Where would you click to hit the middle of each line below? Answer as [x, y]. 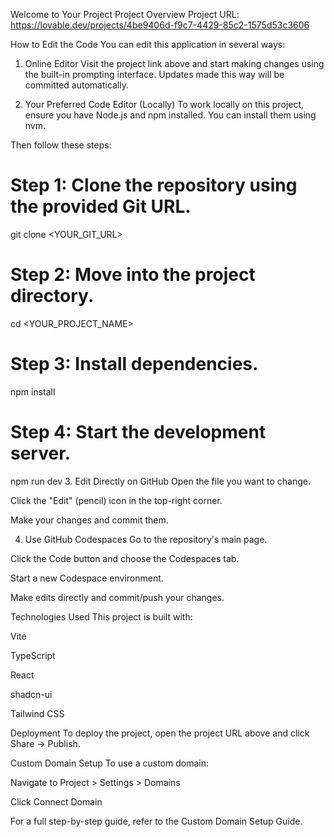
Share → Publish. [45, 743]
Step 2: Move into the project [133, 275]
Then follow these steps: [61, 145]
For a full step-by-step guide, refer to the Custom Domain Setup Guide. [156, 821]
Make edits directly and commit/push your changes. [117, 597]
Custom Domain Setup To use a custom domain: [110, 763]
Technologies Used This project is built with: [101, 616]
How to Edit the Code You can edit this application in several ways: [148, 44]
